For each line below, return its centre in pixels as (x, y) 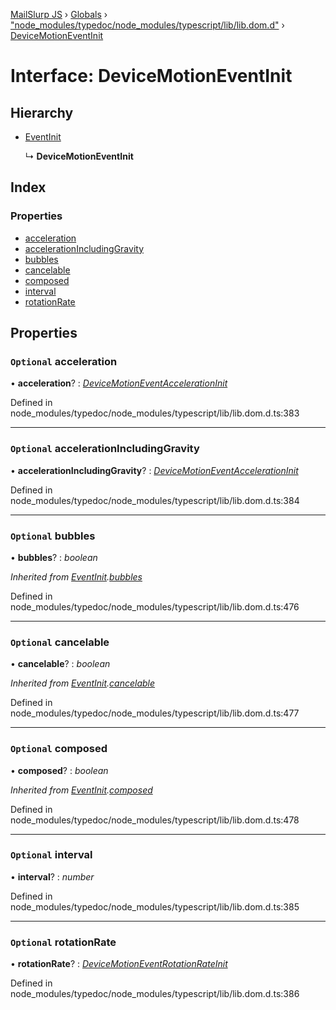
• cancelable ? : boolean (60, 664)
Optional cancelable (60, 642)
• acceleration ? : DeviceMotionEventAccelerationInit (119, 383)
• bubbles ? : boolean (54, 557)
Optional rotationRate (63, 942)
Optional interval (51, 855)
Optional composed (59, 749)
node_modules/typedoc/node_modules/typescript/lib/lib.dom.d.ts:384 (155, 500)
